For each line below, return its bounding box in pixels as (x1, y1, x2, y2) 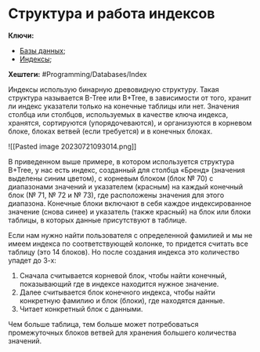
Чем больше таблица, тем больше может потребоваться (8, 319, 199, 328)
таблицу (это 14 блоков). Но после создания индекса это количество (8, 247, 240, 256)
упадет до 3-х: (8, 255, 57, 265)
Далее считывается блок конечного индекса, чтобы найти (19, 288, 215, 297)
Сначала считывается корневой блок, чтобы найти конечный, (19, 270, 227, 280)
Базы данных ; (19, 46, 66, 55)
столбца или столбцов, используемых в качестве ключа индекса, (8, 109, 229, 119)
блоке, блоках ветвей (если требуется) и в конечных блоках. (8, 126, 213, 136)
